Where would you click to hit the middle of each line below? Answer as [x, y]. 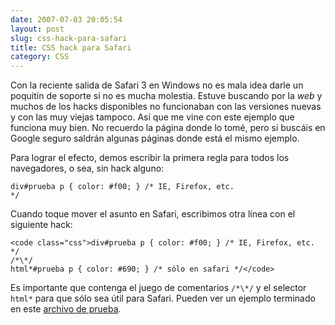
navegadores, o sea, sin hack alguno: [87, 168]
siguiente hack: [41, 225]
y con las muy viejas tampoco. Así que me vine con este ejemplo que [152, 117]
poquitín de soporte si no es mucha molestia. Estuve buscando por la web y [166, 96]
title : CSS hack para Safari [71, 47]
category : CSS [40, 57]
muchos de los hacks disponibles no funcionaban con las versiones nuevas [166, 107]
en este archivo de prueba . [66, 309]
